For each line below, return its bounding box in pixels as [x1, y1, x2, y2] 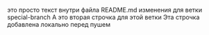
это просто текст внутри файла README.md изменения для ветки [7, 6, 203, 14]
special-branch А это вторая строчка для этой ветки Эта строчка [7, 13, 200, 21]
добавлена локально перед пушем [7, 21, 111, 28]
